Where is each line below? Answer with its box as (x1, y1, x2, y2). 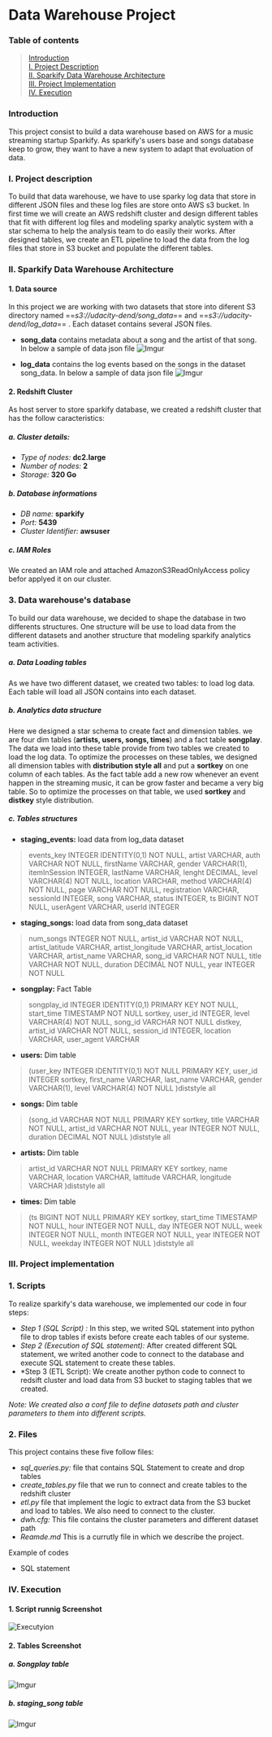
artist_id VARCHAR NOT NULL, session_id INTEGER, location (28, 1026, 231, 1035)
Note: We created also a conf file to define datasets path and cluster (8, 1399, 240, 1409)
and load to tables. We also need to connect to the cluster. (19, 1506, 215, 1516)
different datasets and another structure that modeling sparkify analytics (8, 630, 252, 640)
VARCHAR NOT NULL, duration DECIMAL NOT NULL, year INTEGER (28, 959, 256, 969)
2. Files (8, 1429, 38, 1440)
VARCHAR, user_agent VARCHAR (28, 1034, 140, 1044)
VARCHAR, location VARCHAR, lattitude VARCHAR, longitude (28, 1172, 232, 1182)
